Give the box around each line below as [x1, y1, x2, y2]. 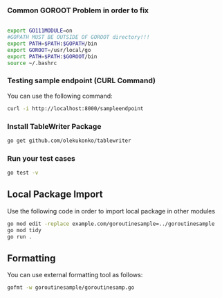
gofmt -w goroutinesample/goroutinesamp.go [7, 284, 135, 291]
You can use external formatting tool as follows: [7, 271, 143, 279]
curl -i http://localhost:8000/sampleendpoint [7, 105, 144, 112]
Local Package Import [7, 189, 104, 200]
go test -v [7, 169, 39, 177]
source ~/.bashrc [7, 60, 57, 67]
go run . [7, 233, 33, 240]
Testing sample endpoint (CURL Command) [7, 76, 156, 85]
